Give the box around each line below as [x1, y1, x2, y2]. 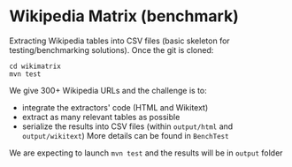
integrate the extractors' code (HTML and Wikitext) [21, 102, 209, 112]
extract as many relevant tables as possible [21, 111, 181, 122]
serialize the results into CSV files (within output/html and [21, 121, 234, 132]
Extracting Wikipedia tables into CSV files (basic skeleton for [9, 35, 230, 46]
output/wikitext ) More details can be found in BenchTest [21, 130, 229, 140]
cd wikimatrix [9, 62, 62, 71]
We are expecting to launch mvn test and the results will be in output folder [9, 148, 283, 158]
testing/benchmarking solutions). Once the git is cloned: [9, 44, 214, 55]
